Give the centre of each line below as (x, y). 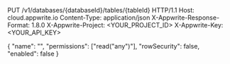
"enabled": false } (33, 53)
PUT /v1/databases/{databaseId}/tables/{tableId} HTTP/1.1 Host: (101, 10)
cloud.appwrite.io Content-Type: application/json (79, 18)
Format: (19, 25)
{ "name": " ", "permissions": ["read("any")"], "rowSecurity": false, (104, 46)
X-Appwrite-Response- (186, 18)
